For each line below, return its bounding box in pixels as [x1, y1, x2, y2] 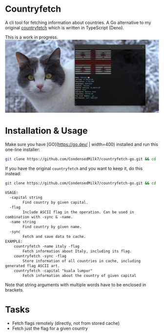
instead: [5, 170, 21, 176]
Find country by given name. [22, 224, 82, 229]
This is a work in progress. [5, 34, 59, 40]
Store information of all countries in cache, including [22, 258, 141, 263]
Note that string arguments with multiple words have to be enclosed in [5, 282, 146, 288]
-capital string [9, 195, 42, 200]
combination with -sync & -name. [5, 214, 73, 219]
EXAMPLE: [5, 239, 23, 244]
